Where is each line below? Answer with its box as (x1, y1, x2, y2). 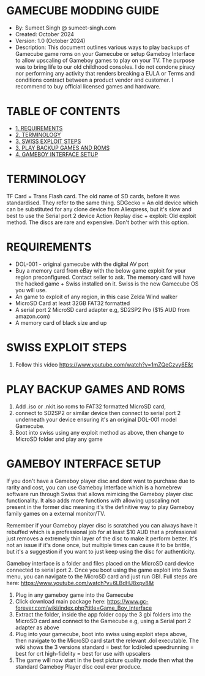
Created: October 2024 (15, 30, 75, 37)
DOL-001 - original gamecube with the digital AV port (15, 260, 149, 268)
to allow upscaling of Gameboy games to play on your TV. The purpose (15, 56, 195, 64)
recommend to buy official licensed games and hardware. (15, 82, 161, 90)
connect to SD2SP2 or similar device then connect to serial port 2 (15, 409, 181, 416)
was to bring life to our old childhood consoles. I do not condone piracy (15, 63, 196, 71)
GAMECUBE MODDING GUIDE (6, 4, 160, 18)
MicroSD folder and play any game (15, 435, 103, 443)
